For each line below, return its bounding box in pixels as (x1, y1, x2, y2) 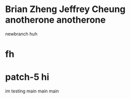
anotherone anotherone (5, 14, 106, 26)
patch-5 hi (5, 71, 49, 83)
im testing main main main (5, 88, 59, 94)
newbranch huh (5, 31, 37, 37)
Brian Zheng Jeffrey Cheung (5, 4, 126, 15)
